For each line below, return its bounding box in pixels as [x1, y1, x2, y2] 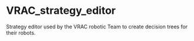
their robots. [6, 29, 36, 36]
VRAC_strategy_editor [6, 4, 116, 17]
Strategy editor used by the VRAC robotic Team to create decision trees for [6, 23, 188, 30]
